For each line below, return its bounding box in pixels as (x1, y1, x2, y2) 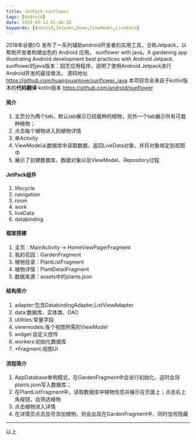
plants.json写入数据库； (14, 381, 72, 389)
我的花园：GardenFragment (14, 251, 81, 258)
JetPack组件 (6, 171, 37, 178)
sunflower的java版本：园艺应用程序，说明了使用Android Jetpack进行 (6, 63, 171, 70)
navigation (14, 190, 40, 198)
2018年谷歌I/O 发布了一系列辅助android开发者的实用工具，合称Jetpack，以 (6, 41, 187, 48)
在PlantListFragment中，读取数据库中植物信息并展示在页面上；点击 (14, 389, 176, 396)
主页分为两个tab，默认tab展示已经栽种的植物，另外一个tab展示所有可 (14, 113, 181, 120)
